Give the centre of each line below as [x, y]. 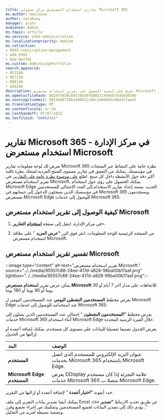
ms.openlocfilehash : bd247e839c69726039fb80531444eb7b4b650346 [71, 95]
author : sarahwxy [23, 18]
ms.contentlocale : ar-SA [31, 109]
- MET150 [14, 77]
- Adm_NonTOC [19, 59]
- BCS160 [14, 73]
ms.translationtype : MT [30, 105]
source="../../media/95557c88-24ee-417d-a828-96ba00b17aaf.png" [74, 271]
